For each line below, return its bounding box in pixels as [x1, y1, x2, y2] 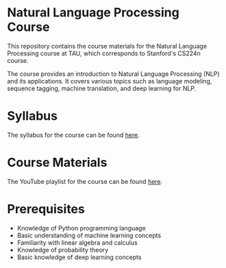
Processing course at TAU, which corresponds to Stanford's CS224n [7, 49, 201, 57]
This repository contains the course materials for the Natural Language [7, 42, 208, 50]
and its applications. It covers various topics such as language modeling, [7, 77, 212, 85]
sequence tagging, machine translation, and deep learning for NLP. [7, 84, 197, 92]
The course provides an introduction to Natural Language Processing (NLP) [7, 70, 221, 78]
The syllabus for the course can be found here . [7, 131, 140, 139]
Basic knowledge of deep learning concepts [16, 253, 142, 261]
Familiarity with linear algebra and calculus [16, 238, 138, 247]
